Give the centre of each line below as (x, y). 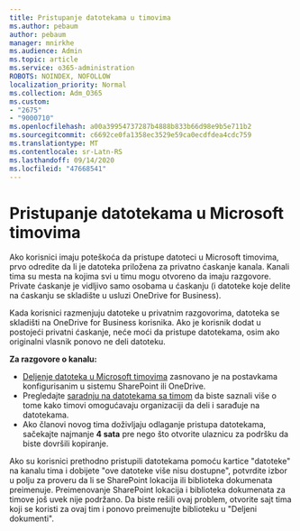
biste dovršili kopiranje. (65, 444)
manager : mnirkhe (42, 43)
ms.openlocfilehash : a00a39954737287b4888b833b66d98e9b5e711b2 (131, 127)
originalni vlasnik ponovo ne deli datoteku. (88, 342)
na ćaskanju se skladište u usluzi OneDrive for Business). (115, 296)
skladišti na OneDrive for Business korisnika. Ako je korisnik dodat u (135, 323)
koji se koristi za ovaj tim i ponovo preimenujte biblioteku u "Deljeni (133, 509)
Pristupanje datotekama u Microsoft (147, 213)
